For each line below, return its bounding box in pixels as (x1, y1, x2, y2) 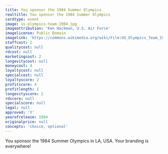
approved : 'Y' (5, 110, 35, 115)
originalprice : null (5, 119, 48, 124)
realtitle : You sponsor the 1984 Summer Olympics (5, 12, 111, 17)
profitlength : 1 (5, 86, 39, 92)
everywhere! (5, 143, 31, 149)
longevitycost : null (5, 59, 48, 64)
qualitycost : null (5, 45, 43, 50)
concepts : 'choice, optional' (5, 124, 68, 129)
